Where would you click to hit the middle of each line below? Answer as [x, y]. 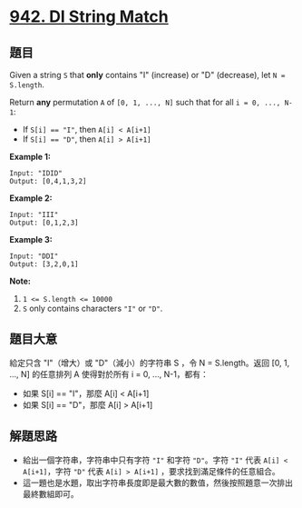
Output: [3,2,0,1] [44, 264]
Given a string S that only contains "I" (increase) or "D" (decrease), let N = [147, 75]
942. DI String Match [89, 17]
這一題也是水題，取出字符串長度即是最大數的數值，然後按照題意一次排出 [157, 483]
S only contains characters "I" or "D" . [93, 308]
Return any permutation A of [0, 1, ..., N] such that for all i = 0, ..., [145, 102]
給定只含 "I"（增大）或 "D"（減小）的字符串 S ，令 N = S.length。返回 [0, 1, [150, 363]
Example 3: [31, 239]
